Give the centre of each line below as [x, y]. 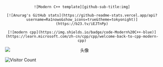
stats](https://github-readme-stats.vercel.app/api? [103, 15]
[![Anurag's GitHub [26, 15]
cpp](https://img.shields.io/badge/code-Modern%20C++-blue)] [93, 32]
